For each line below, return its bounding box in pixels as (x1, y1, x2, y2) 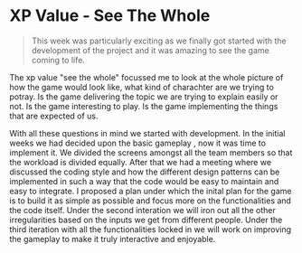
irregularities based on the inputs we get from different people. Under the (9, 214, 283, 225)
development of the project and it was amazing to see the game (31, 44, 269, 55)
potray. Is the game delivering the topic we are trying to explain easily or (9, 91, 278, 102)
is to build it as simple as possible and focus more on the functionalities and (9, 195, 292, 206)
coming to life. (31, 54, 86, 65)
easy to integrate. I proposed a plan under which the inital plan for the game (9, 185, 292, 196)
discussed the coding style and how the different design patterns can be (9, 166, 280, 177)
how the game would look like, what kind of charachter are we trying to (9, 81, 274, 92)
